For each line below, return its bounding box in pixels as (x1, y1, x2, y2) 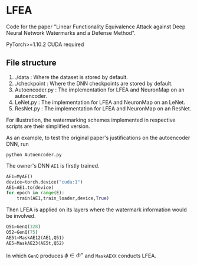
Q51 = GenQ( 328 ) (6, 224, 41, 230)
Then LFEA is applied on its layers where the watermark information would (6, 206, 187, 213)
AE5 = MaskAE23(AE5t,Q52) (6, 240, 65, 246)
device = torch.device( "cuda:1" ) (6, 179, 83, 185)
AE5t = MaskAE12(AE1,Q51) (6, 234, 65, 241)
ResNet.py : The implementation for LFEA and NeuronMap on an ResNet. (14, 104, 192, 112)
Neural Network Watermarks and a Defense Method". (6, 29, 136, 36)
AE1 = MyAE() (6, 174, 33, 179)
